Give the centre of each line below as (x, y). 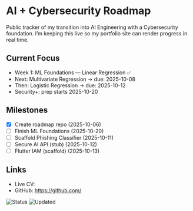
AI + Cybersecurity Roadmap (79, 11)
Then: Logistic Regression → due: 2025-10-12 (70, 85)
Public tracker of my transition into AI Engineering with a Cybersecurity (92, 27)
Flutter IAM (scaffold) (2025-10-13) (57, 151)
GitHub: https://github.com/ (48, 190)
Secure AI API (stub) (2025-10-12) (56, 144)
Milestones (27, 110)
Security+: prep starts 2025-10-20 (56, 91)
